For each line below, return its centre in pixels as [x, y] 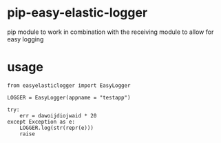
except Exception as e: [41, 122]
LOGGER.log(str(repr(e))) [57, 128]
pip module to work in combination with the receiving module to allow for [110, 32]
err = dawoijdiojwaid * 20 [58, 115]
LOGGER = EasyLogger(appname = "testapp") [69, 97]
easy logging [25, 39]
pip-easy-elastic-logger [77, 13]
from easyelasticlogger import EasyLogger [69, 85]
